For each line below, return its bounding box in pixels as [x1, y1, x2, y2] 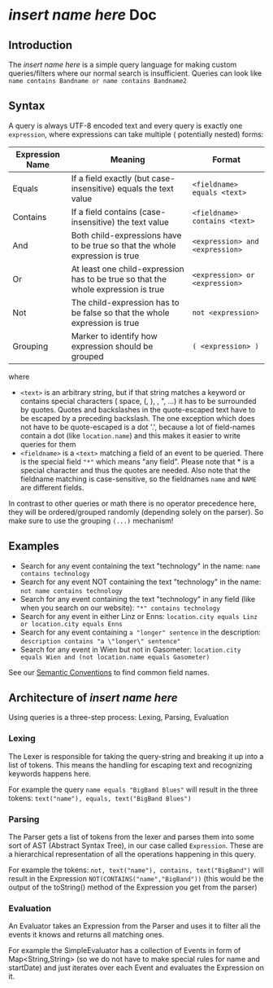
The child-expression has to [71, 296, 180, 308]
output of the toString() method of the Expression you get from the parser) [8, 882, 258, 893]
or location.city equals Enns [19, 620, 123, 628]
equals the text [117, 182, 174, 194]
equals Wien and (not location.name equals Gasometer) [19, 653, 210, 661]
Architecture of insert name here [8, 691, 178, 705]
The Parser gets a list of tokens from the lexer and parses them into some [8, 832, 254, 842]
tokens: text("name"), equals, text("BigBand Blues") [8, 793, 192, 803]
